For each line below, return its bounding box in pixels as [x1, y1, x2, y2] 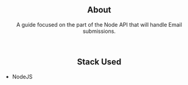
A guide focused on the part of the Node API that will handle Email [16, 21, 183, 28]
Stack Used [77, 57, 122, 67]
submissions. [82, 27, 116, 35]
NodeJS [12, 73, 33, 80]
